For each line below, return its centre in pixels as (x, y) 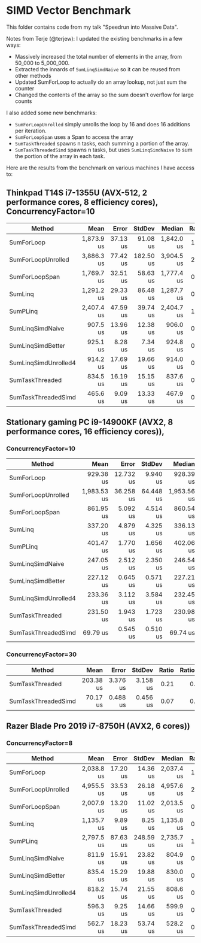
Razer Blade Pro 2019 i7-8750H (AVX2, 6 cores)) (98, 726)
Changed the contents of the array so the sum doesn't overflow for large (104, 95)
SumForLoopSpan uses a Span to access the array (74, 137)
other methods (33, 75)
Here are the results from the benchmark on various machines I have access (100, 168)
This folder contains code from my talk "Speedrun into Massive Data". (92, 27)
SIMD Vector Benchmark (69, 10)
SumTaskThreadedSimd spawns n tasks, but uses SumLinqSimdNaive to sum (103, 150)
